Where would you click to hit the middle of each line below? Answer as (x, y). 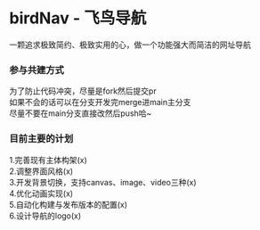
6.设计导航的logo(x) (45, 216)
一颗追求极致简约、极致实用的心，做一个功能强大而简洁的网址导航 (130, 45)
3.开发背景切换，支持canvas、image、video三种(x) (103, 182)
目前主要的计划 (41, 139)
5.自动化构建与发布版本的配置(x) (68, 204)
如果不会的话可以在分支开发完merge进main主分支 (100, 103)
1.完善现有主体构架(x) (48, 160)
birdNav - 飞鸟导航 (78, 18)
